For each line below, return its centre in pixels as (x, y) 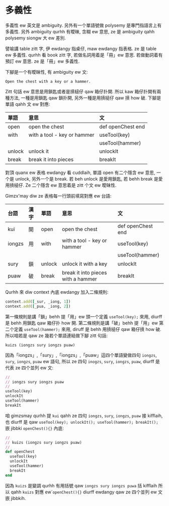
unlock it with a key (85, 264)
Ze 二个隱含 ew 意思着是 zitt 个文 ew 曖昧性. (71, 185)
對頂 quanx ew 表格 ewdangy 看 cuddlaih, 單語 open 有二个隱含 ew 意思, (80, 173)
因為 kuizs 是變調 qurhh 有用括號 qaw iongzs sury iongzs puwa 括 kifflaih (81, 485)
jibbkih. (18, 498)
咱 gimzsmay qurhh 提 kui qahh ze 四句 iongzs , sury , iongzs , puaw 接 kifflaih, (84, 415)
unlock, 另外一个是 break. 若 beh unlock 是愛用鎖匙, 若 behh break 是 (87, 179)
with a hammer (79, 279)
